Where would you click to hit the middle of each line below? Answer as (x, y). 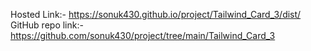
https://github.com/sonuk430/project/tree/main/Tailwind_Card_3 (143, 35)
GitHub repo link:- (47, 25)
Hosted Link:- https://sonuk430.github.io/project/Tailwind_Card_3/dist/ (156, 14)
